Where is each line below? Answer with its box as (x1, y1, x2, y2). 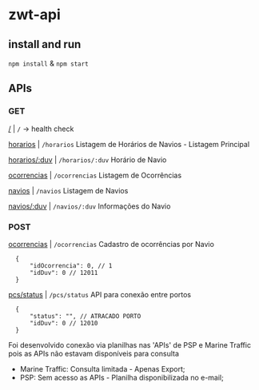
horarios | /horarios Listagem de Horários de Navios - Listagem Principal (8, 139, 250, 149)
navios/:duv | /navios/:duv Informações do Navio (8, 201, 171, 211)
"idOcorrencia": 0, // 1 (29, 261, 113, 269)
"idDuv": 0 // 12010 (29, 319, 98, 327)
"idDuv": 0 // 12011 (29, 269, 98, 277)
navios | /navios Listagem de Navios (8, 185, 129, 195)
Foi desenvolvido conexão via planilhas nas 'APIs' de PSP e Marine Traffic (8, 340, 252, 349)
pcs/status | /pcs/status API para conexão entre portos (8, 289, 192, 299)
